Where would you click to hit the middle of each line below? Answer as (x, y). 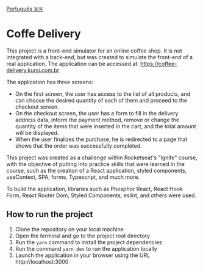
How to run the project (50, 215)
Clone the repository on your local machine (69, 229)
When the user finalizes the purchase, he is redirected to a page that (101, 139)
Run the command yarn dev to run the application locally (86, 248)
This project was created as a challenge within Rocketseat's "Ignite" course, (102, 157)
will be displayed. (37, 132)
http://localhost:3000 (42, 261)
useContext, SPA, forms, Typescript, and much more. (73, 177)
